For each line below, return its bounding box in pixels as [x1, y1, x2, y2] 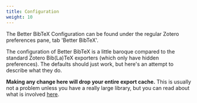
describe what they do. [6, 67, 63, 74]
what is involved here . [6, 91, 60, 98]
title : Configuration [6, 8, 60, 15]
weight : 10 [6, 14, 33, 20]
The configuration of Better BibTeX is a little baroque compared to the [6, 48, 175, 55]
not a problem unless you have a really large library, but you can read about [6, 84, 190, 91]
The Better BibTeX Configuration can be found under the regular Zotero [6, 30, 179, 37]
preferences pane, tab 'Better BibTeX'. [6, 36, 98, 44]
